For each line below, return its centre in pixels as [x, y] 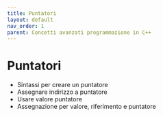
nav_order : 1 [26, 26]
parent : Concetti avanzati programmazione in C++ [79, 32]
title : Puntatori [32, 13]
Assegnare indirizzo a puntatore [62, 92]
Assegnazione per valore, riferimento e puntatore [86, 107]
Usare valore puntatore [49, 99]
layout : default [30, 20]
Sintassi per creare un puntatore [62, 85]
